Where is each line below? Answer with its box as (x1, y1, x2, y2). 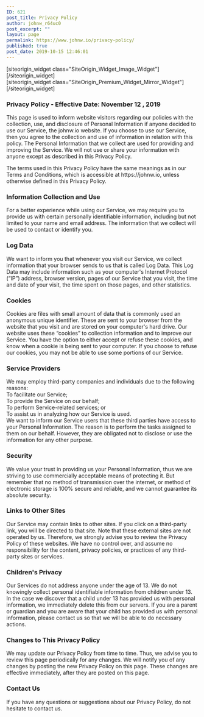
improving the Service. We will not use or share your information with (6, 146, 180, 154)
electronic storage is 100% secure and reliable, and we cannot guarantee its (6, 485, 197, 492)
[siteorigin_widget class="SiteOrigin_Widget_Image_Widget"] (6, 65, 160, 73)
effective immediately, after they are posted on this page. (6, 669, 150, 677)
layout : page (6, 32, 40, 38)
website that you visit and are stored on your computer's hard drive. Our (6, 323, 188, 330)
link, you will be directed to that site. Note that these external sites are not (6, 527, 191, 534)
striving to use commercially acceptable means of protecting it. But (6, 472, 175, 479)
